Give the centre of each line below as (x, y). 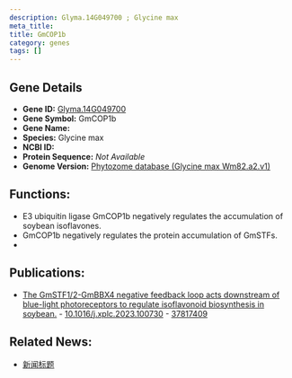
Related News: (51, 342)
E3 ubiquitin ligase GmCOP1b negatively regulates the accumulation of (153, 215)
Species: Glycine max (63, 137)
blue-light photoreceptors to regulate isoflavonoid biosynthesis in (143, 304)
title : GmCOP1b (38, 34)
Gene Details (46, 88)
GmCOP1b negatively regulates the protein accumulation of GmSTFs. (150, 235)
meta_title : (31, 26)
